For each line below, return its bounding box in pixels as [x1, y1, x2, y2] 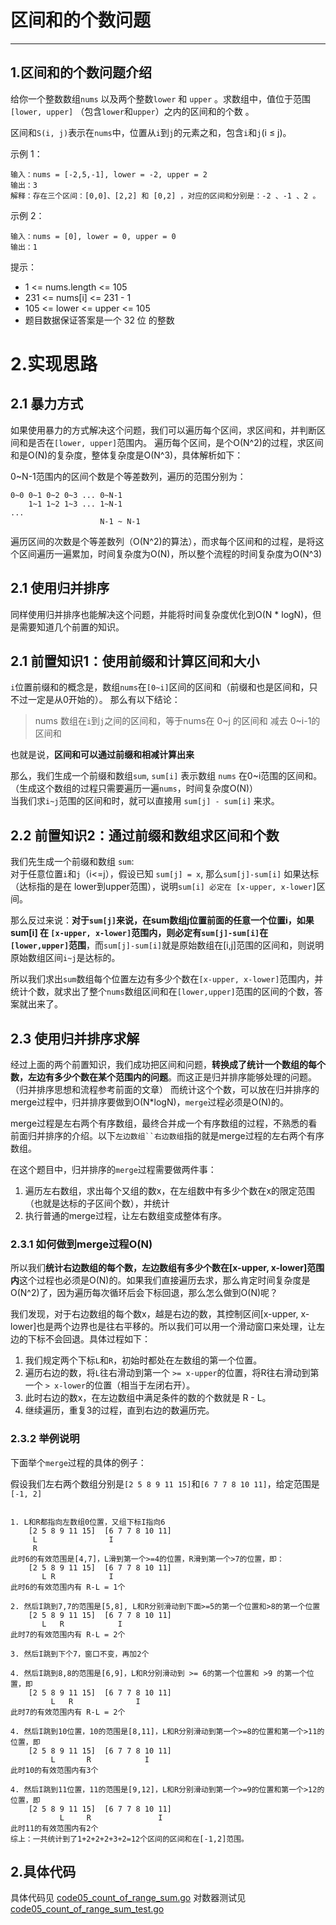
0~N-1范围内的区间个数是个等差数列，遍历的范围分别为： [10, 470, 247, 482]
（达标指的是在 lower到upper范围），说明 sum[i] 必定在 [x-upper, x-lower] [10, 881, 317, 893]
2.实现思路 [10, 352, 98, 375]
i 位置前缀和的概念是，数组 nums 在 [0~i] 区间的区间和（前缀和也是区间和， [10, 681, 310, 693]
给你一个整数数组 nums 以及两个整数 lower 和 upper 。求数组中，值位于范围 [10, 92, 311, 105]
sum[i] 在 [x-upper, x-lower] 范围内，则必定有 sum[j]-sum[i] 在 [10, 927, 269, 939]
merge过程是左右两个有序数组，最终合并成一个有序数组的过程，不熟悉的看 [10, 1117, 318, 1129]
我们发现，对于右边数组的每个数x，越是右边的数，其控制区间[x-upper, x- [10, 1308, 310, 1320]
